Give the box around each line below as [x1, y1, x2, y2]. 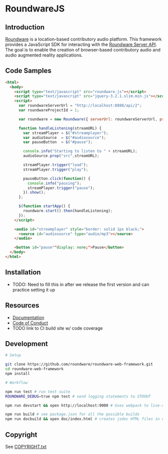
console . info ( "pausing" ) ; [27, 180, 81, 185]
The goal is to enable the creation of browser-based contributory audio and [5, 47, 161, 52]
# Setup [5, 353, 21, 358]
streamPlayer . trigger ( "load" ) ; [23, 162, 88, 167]
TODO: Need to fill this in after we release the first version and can [12, 281, 149, 287]
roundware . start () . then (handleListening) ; [23, 208, 113, 213]
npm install [5, 371, 30, 376]
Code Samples [5, 66, 51, 75]
